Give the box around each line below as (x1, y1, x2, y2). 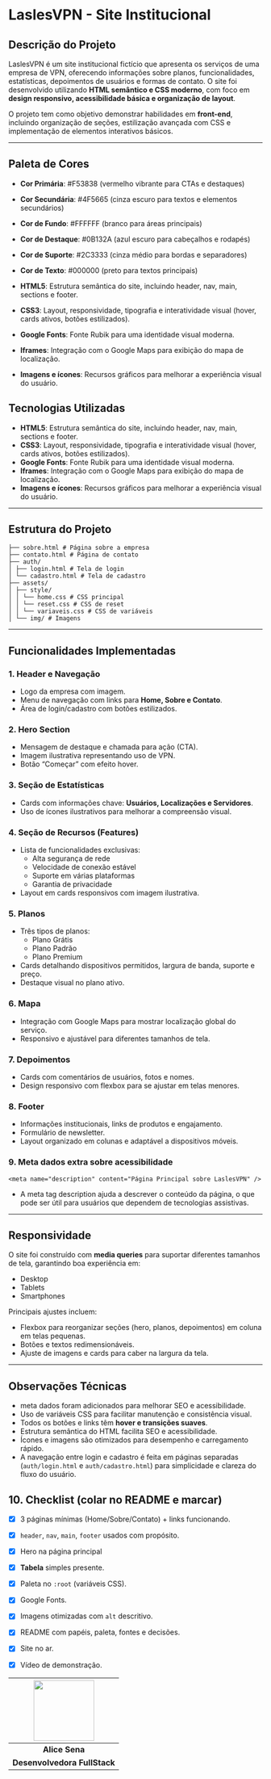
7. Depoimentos (8, 1054, 71, 1065)
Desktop (19, 1274, 48, 1284)
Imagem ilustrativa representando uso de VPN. (19, 751, 176, 761)
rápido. (19, 1444, 44, 1454)
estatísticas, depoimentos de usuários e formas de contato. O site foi (8, 77, 238, 86)
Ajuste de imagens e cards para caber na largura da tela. (19, 1349, 209, 1358)
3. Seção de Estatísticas (8, 779, 105, 791)
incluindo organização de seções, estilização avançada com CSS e (8, 118, 231, 127)
